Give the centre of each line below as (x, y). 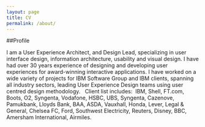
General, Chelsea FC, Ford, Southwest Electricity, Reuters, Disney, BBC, (97, 111)
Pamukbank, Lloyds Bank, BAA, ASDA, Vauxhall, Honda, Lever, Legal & (95, 104)
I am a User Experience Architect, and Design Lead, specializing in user (96, 53)
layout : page (23, 12)
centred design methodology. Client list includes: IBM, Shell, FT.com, (95, 92)
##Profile (18, 41)
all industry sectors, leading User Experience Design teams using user (95, 85)
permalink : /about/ (31, 23)
